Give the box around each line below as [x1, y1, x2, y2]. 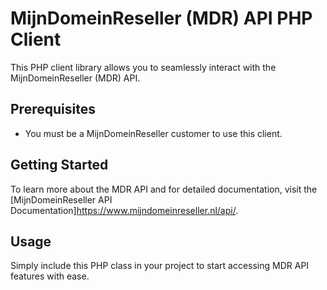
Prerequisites [10, 101, 96, 118]
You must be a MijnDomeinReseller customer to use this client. [24, 127, 283, 139]
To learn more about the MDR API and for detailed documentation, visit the [10, 183, 318, 195]
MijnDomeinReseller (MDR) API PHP [10, 7, 313, 30]
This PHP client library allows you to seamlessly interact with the [10, 61, 277, 73]
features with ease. [10, 270, 90, 282]
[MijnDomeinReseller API [10, 193, 113, 206]
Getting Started [10, 157, 109, 174]
